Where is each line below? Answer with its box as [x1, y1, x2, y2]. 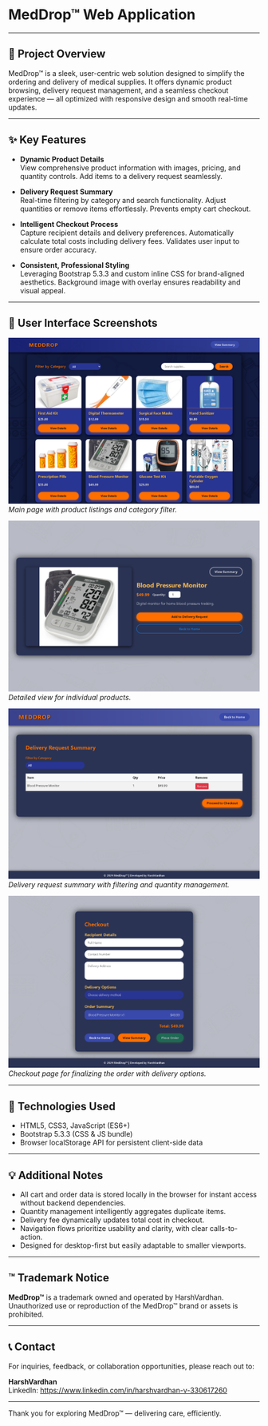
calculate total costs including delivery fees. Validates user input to [19, 236, 240, 245]
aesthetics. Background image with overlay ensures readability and [19, 277, 241, 287]
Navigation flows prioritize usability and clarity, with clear [19, 1223, 209, 1233]
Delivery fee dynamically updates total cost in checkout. [19, 1215, 205, 1225]
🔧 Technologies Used [8, 1099, 116, 1113]
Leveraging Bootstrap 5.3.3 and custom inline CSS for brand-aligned [19, 269, 245, 278]
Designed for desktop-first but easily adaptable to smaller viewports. [19, 1241, 246, 1250]
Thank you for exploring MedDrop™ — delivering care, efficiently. [8, 1408, 222, 1418]
